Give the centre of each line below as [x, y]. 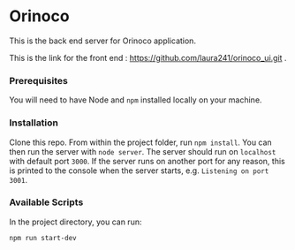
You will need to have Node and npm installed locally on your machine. [136, 100]
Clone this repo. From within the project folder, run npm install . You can [140, 142]
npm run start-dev [43, 238]
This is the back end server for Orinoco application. [103, 41]
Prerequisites [38, 80]
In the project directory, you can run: [76, 222]
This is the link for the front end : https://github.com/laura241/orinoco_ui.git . [148, 57]
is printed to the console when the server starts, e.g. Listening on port [139, 170]
